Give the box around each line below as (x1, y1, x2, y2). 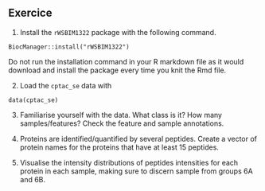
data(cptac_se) (8, 95, 59, 104)
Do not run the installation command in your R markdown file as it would (8, 57, 244, 66)
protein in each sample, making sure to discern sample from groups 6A (19, 166, 253, 176)
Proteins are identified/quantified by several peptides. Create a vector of (19, 134, 257, 143)
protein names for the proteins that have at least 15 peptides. (19, 142, 219, 152)
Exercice (8, 6, 53, 20)
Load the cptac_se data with (19, 80, 112, 90)
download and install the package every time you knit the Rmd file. (8, 65, 227, 75)
